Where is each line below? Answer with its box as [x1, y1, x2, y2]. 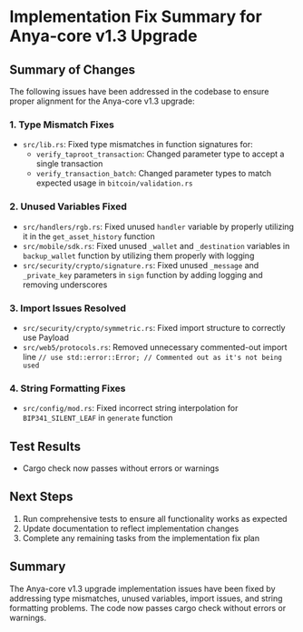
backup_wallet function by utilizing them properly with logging [22, 250, 255, 261]
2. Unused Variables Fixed [9, 200, 127, 213]
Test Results [9, 438, 82, 454]
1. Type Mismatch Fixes [9, 118, 115, 131]
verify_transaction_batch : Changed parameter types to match [35, 168, 272, 179]
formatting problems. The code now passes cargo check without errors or [9, 602, 287, 613]
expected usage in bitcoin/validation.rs [35, 177, 193, 188]
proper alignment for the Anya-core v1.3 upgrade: [9, 95, 195, 106]
